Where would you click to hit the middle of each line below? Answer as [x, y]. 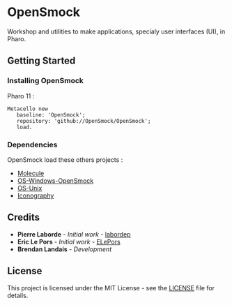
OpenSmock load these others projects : [65, 159]
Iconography [36, 195]
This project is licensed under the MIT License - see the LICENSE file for [111, 288]
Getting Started [41, 61]
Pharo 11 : [21, 96]
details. [18, 295]
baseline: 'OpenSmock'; [51, 115]
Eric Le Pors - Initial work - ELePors [69, 241]
